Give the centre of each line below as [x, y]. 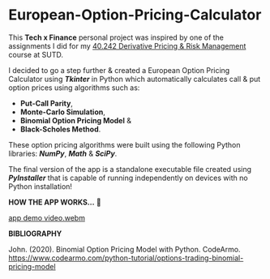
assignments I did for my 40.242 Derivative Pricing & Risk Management [127, 45]
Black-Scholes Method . [60, 129]
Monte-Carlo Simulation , [62, 112]
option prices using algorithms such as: [74, 88]
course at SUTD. [36, 54]
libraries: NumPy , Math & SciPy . [63, 153]
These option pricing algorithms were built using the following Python [124, 144]
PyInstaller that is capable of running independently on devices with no [129, 178]
